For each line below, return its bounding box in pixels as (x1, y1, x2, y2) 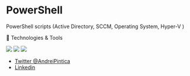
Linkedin (14, 64, 36, 71)
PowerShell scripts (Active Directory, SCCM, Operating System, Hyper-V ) (6, 23, 185, 30)
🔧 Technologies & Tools (6, 34, 63, 41)
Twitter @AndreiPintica (14, 57, 70, 64)
